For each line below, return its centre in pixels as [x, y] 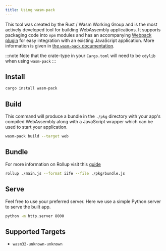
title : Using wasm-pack [30, 10]
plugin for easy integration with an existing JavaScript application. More [80, 40]
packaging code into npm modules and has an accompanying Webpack [78, 35]
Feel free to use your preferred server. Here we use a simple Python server [83, 201]
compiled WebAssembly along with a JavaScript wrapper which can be [79, 122]
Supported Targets [36, 232]
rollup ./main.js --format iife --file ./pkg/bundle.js [65, 173]
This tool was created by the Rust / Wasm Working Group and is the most [81, 24]
